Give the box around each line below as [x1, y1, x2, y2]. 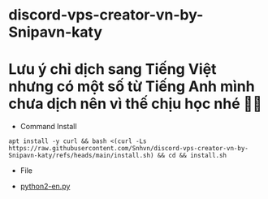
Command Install [19, 122, 77, 132]
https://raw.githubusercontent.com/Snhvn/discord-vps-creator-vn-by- [8, 145, 249, 153]
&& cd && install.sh [157, 152, 227, 160]
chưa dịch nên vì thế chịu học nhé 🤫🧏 [8, 95, 262, 113]
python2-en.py [19, 181, 71, 192]
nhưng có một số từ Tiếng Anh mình [8, 77, 255, 96]
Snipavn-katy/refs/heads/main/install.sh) [8, 152, 154, 160]
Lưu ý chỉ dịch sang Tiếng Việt [8, 60, 217, 79]
